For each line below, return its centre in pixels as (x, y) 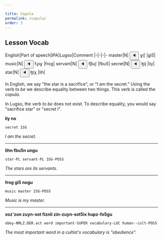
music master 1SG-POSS (28, 191)
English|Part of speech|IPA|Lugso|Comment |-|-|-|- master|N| (67, 55)
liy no (11, 119)
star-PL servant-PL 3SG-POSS (34, 159)
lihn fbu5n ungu (21, 150)
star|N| (12, 72)
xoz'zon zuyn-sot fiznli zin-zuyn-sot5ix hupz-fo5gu (59, 214)
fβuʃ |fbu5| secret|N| (109, 64)
